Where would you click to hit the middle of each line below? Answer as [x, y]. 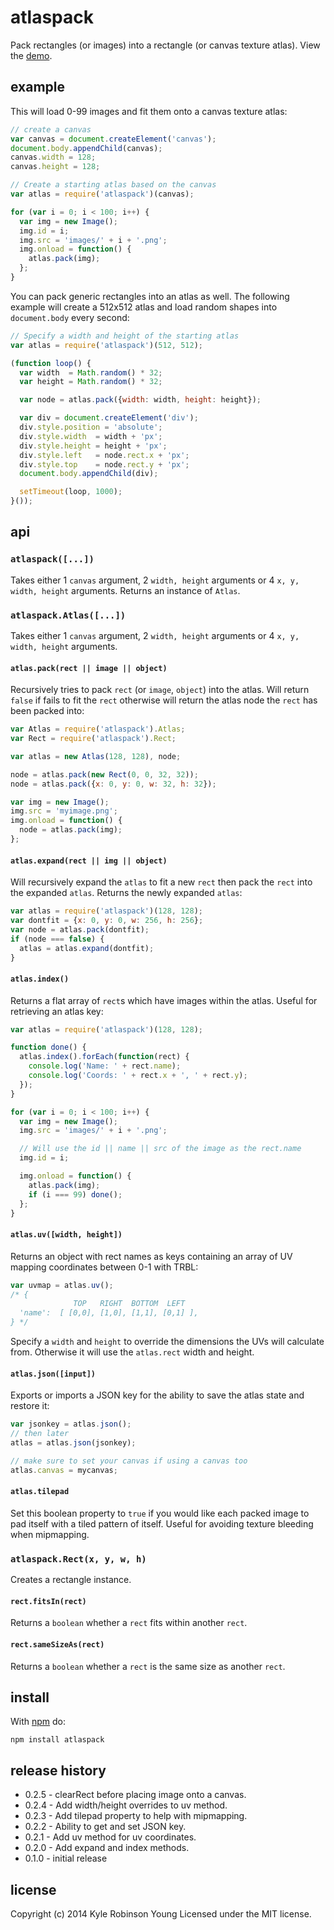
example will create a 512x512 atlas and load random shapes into [144, 307]
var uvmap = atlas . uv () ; [62, 1285]
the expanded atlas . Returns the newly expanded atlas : [126, 893]
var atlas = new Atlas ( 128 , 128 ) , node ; [96, 756]
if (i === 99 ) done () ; [75, 1194]
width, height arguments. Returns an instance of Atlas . [125, 590]
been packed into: [47, 711]
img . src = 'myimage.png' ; [64, 811]
